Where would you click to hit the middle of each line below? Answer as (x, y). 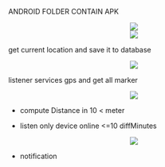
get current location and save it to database (80, 50)
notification (38, 156)
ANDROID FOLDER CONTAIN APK (64, 12)
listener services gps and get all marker (73, 80)
